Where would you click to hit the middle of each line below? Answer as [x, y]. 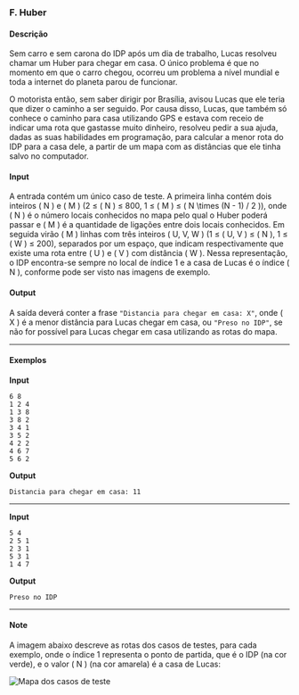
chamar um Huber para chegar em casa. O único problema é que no [134, 63]
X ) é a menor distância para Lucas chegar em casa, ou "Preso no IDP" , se [146, 322]
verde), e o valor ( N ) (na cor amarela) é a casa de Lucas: [115, 664]
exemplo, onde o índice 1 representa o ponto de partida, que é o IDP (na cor [148, 654]
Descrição [29, 34]
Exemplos [28, 360]
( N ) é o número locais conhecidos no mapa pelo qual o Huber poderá [139, 215]
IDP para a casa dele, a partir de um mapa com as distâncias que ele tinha [145, 147]
